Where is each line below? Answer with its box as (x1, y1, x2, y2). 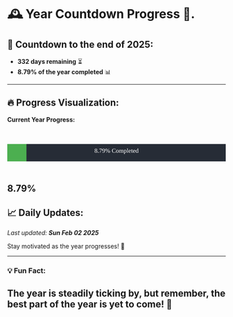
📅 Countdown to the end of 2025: (7, 38, 154, 50)
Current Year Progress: (7, 115, 75, 123)
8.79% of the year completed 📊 (17, 68, 112, 76)
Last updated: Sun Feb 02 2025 (7, 229, 99, 237)
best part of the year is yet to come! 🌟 (7, 298, 173, 310)
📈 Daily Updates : (7, 207, 84, 219)
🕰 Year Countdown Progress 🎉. (7, 6, 196, 22)
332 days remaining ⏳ (17, 58, 83, 65)
